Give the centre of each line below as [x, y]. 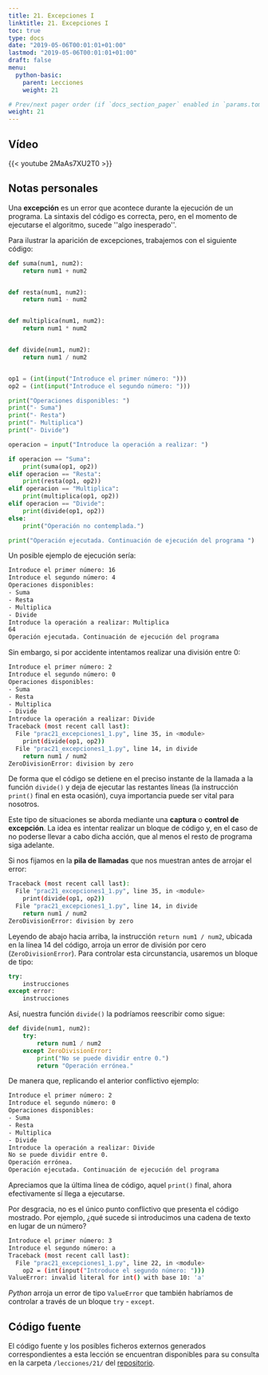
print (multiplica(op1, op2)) [71, 496]
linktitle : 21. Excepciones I [59, 23]
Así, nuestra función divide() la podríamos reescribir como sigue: [117, 1014]
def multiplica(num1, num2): [57, 321]
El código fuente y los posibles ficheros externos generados [107, 1346]
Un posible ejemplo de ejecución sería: [72, 555]
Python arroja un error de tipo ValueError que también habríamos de [121, 1293]
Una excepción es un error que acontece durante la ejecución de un [121, 208]
